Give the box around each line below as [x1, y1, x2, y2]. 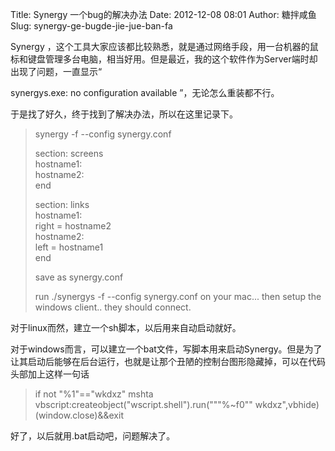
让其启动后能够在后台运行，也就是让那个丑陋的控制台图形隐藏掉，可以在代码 [10, 356, 326, 367]
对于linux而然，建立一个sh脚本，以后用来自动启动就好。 [10, 322, 242, 333]
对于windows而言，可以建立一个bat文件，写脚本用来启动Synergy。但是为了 [10, 343, 323, 355]
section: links [34, 199, 90, 210]
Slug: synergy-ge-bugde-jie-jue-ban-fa [10, 20, 173, 32]
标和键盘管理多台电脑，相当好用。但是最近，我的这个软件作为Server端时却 [10, 53, 318, 65]
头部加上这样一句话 [10, 368, 90, 380]
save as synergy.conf [34, 271, 124, 283]
